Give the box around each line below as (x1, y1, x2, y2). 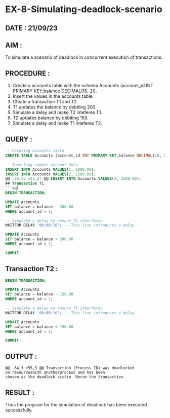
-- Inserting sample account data (5, 162, 78, 167)
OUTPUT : (5, 352, 37, 361)
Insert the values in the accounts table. (12, 93, 94, 99)
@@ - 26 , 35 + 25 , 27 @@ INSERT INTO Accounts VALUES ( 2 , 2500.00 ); (5, 176, 142, 181)
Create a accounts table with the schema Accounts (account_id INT (12, 83, 154, 89)
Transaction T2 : (5, 264, 58, 273)
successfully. (5, 407, 33, 413)
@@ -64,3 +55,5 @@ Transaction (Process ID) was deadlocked (5, 366, 135, 371)
